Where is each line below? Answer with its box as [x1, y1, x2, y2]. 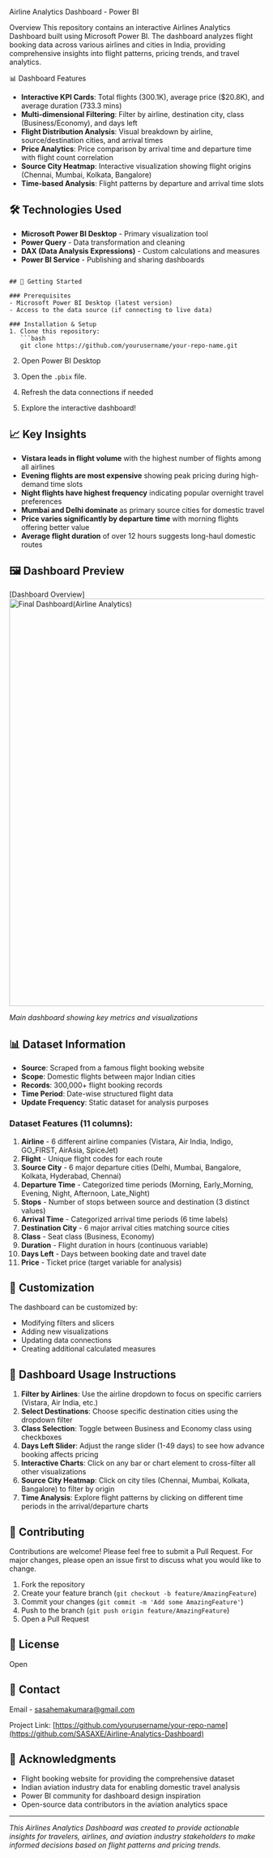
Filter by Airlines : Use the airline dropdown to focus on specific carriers [20, 1389, 262, 1399]
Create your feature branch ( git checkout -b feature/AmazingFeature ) [20, 1588, 258, 1598]
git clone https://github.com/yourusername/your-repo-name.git [19, 341, 238, 349]
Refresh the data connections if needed [20, 387, 154, 397]
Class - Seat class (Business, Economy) [20, 1231, 155, 1241]
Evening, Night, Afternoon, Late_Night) [20, 1188, 151, 1198]
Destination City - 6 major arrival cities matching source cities [20, 1222, 230, 1232]
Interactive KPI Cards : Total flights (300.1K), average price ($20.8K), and [20, 93, 265, 102]
